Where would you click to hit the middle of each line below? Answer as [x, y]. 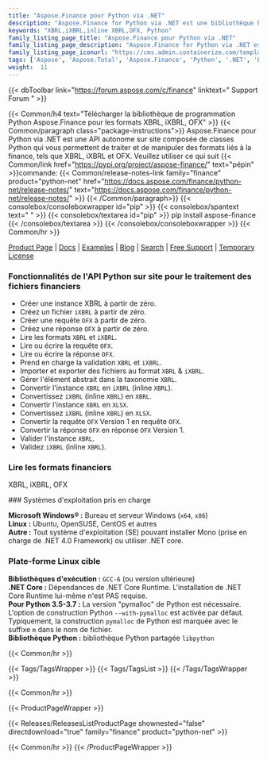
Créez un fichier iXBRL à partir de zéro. [83, 312]
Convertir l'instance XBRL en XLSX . [74, 405]
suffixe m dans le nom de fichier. [60, 629]
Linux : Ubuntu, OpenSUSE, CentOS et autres [83, 524]
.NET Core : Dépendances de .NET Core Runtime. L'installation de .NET [125, 587]
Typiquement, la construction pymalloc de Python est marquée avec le [123, 621]
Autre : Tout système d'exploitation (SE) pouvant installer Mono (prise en [128, 532]
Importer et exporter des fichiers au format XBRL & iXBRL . [112, 371]
